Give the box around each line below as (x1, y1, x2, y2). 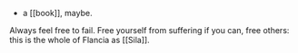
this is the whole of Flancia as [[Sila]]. (9, 35, 150, 45)
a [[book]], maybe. (22, 8, 93, 18)
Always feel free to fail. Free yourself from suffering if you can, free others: (9, 25, 290, 35)
